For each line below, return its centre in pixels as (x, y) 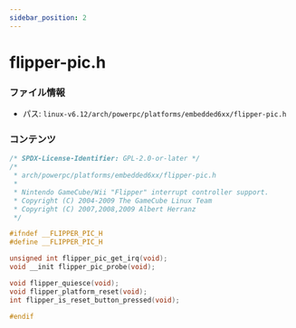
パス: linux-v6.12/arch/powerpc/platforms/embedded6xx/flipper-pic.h (154, 114)
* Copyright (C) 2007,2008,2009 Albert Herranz (105, 209)
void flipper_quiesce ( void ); (64, 283)
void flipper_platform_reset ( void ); (78, 291)
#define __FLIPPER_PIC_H (56, 242)
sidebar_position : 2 (48, 18)
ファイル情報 (38, 92)
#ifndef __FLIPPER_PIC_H (56, 234)
